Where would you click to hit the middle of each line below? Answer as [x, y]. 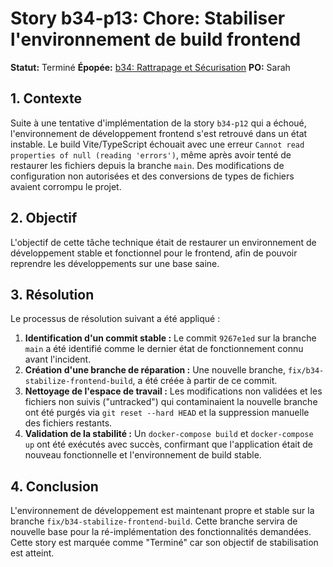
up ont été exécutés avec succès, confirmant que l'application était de [168, 444]
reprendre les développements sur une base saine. [115, 263]
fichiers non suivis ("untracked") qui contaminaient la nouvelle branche [171, 402]
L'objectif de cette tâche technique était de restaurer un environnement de [163, 242]
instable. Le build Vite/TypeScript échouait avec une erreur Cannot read [157, 144]
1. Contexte [46, 98]
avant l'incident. [58, 359]
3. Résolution [52, 294]
